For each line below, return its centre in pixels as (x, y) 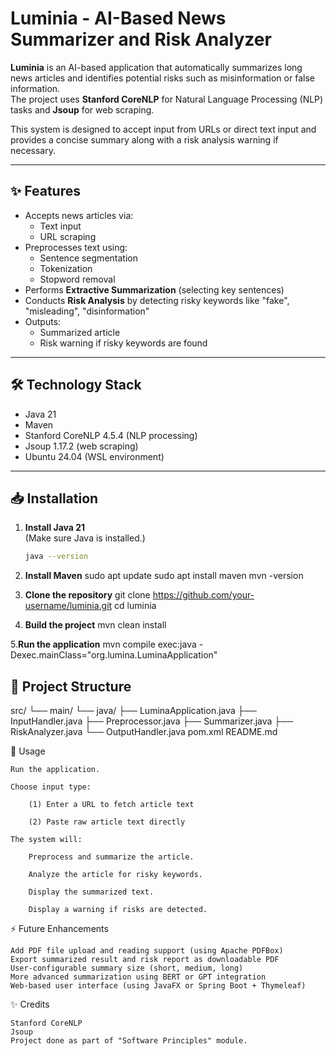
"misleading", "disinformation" (87, 311)
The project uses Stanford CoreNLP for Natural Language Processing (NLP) (167, 99)
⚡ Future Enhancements (59, 929)
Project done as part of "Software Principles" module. (129, 1041)
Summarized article (80, 332)
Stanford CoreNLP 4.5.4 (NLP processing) (111, 435)
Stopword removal (77, 279)
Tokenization (66, 268)
